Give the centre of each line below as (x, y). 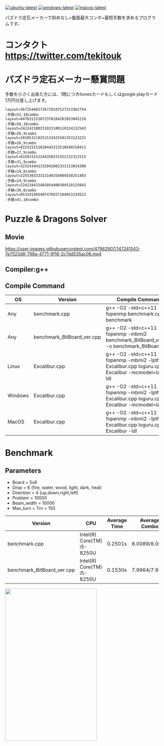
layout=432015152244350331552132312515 (46, 157)
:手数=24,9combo (21, 181)
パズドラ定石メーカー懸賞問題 (65, 80)
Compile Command (35, 286)
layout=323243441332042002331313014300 (46, 166)
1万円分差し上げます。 (27, 101)
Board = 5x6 (25, 483)
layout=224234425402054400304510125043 (46, 185)
